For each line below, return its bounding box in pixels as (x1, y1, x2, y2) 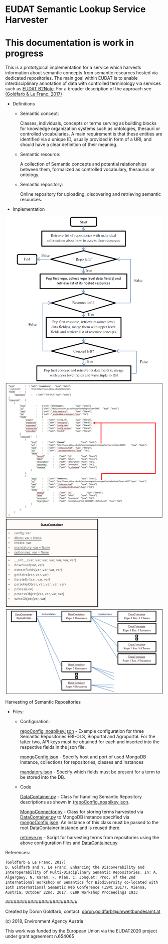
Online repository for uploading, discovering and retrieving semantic (20, 191, 161, 197)
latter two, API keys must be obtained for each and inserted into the (20, 739, 159, 745)
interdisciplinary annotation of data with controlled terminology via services (5, 80, 161, 86)
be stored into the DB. (20, 774, 65, 780)
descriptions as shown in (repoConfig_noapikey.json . (20, 799, 130, 805)
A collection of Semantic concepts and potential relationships (20, 161, 147, 167)
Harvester (5, 14, 48, 26)
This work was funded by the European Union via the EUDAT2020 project (5, 928, 157, 934)
